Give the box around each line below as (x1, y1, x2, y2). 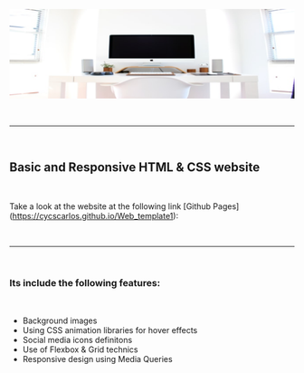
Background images (22, 315, 98, 326)
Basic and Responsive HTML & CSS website (9, 159, 261, 175)
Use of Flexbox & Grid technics (22, 344, 138, 355)
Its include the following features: (9, 277, 161, 290)
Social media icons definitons (22, 334, 133, 345)
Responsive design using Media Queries (22, 353, 174, 364)
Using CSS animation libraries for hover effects (22, 324, 198, 335)
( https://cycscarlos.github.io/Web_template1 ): (9, 211, 179, 222)
